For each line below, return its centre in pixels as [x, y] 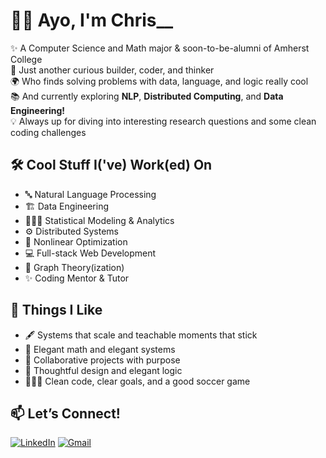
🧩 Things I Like [56, 310]
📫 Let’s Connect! [65, 413]
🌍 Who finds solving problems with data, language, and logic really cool [159, 81]
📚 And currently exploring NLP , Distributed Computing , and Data [147, 96]
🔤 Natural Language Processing [90, 194]
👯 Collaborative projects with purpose [102, 360]
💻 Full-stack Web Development [90, 253]
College [26, 59]
